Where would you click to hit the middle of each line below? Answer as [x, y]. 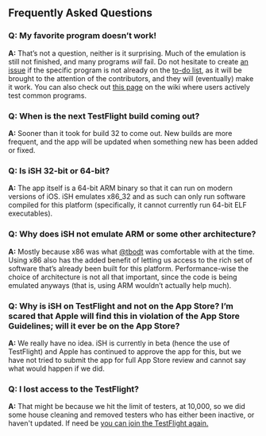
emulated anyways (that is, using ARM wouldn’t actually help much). [120, 285]
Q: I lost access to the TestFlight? [73, 389]
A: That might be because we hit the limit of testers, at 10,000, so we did [127, 407]
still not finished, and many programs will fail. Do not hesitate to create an [128, 61]
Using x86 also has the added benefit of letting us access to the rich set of [130, 260]
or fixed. [22, 150]
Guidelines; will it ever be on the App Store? [94, 325]
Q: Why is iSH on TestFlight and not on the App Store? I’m [121, 306]
